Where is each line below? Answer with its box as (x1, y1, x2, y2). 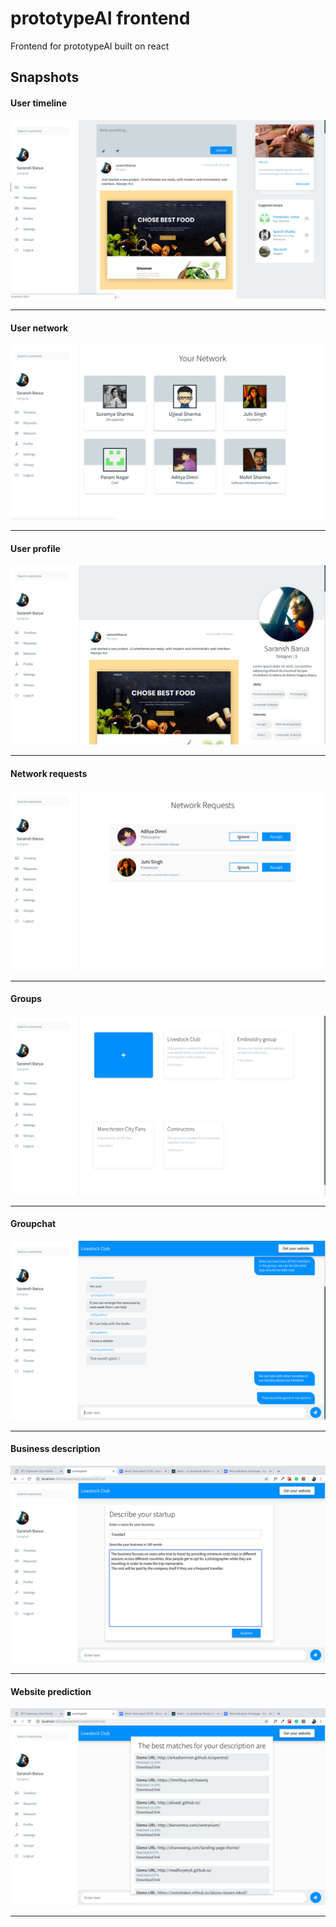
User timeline (10, 97, 68, 109)
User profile (10, 542, 61, 554)
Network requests (10, 767, 88, 779)
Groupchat (10, 1218, 57, 1230)
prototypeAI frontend (10, 7, 191, 30)
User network (10, 322, 69, 334)
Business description (10, 1443, 101, 1455)
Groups (10, 993, 42, 1005)
